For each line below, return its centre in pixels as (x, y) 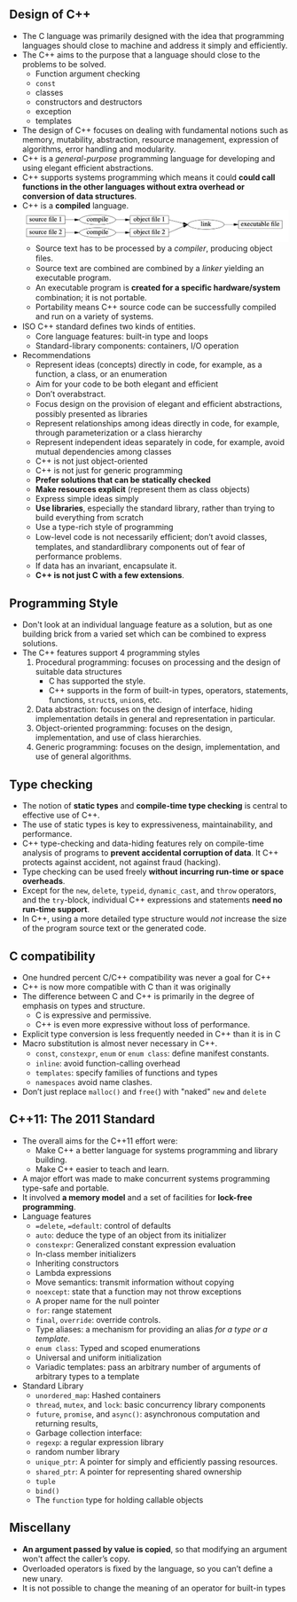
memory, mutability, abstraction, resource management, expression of (150, 139)
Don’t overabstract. (70, 395)
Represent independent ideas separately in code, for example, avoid (160, 442)
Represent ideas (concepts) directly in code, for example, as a (149, 365)
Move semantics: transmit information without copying (135, 1282)
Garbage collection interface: (89, 1433)
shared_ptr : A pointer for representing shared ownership (138, 1472)
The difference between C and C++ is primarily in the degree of (138, 996)
